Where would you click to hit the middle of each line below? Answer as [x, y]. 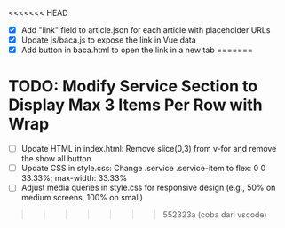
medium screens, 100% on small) [82, 198]
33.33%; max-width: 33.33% [74, 178]
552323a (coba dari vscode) [215, 215]
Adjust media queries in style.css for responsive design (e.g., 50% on [148, 188]
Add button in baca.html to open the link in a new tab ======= [137, 50]
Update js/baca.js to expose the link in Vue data [108, 40]
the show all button [56, 159]
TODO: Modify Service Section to [133, 86]
